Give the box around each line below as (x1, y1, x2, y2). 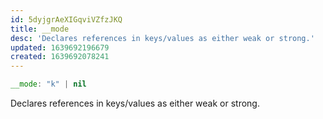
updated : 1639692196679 (10, 42, 110, 53)
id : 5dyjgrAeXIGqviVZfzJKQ (10, 14, 123, 25)
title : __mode (10, 24, 70, 34)
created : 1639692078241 (10, 52, 110, 62)
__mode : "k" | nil (10, 79, 87, 90)
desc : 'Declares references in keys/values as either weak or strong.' (10, 33, 315, 43)
